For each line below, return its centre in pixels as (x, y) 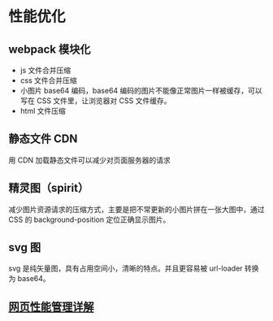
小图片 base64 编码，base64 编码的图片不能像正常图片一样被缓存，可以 (141, 91)
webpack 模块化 (50, 49)
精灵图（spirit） (49, 188)
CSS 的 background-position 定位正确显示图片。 (89, 219)
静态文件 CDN (43, 139)
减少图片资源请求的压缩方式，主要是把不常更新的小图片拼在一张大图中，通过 (136, 209)
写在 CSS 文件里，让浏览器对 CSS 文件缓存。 (95, 101)
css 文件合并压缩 (48, 80)
